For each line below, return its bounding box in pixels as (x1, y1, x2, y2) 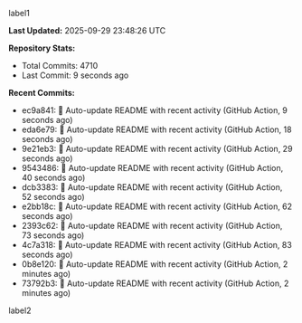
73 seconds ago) (21, 230, 85, 241)
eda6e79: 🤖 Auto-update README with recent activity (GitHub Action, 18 (21, 124, 292, 135)
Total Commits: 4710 (21, 61, 99, 71)
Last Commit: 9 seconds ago (21, 70, 129, 81)
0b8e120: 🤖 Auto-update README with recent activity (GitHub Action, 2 (21, 259, 288, 270)
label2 (8, 305, 32, 316)
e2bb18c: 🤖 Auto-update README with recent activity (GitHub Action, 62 (21, 201, 293, 212)
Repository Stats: (8, 43, 76, 53)
